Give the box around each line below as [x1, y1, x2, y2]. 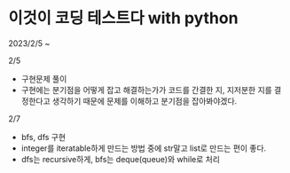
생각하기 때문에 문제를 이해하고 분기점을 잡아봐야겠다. [51, 95, 238, 106]
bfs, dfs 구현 [20, 131, 67, 142]
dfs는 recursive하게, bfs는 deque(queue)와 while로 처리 [20, 153, 221, 164]
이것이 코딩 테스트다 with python [8, 8, 239, 28]
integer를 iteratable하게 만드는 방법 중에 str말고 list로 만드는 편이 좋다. [20, 143, 267, 153]
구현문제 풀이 [20, 73, 67, 84]
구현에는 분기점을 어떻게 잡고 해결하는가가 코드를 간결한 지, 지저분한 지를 [20, 84, 272, 95]
